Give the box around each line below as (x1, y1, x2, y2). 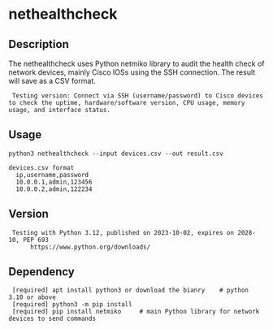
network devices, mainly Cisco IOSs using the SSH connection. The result (8, 67, 256, 77)
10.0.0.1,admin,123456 (15, 178, 93, 186)
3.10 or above (8, 293, 57, 301)
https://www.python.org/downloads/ (29, 243, 151, 251)
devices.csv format (8, 163, 75, 171)
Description (8, 37, 69, 51)
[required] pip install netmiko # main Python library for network (11, 308, 260, 316)
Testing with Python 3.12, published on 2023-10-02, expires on (11, 228, 234, 236)
